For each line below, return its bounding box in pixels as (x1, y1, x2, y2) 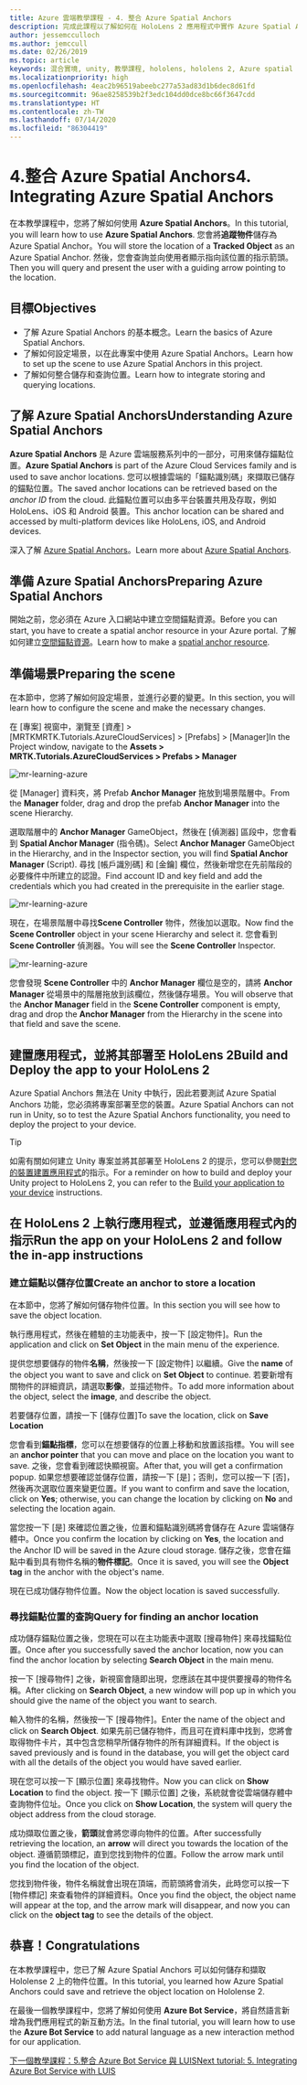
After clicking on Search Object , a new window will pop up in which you (26, 1684, 297, 1695)
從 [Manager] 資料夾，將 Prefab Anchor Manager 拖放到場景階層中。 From (9, 787, 291, 798)
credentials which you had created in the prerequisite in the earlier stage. (9, 881, 285, 892)
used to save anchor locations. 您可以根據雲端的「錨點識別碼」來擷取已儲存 (9, 471, 295, 482)
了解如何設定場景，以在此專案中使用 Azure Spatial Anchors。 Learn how (22, 347, 294, 358)
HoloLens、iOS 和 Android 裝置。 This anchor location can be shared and (9, 505, 285, 517)
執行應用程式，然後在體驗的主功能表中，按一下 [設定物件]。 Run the (9, 1328, 263, 1340)
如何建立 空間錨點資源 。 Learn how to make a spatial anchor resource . (9, 636, 270, 647)
